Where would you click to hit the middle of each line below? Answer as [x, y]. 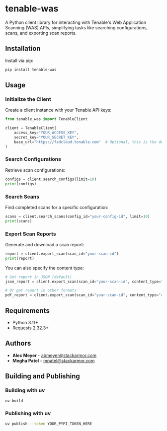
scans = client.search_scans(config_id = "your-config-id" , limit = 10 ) [78, 216]
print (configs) [21, 184]
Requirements [27, 311]
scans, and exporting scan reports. [41, 33]
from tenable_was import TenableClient [46, 119]
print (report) [20, 258]
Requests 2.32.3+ [30, 328]
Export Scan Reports [31, 234]
